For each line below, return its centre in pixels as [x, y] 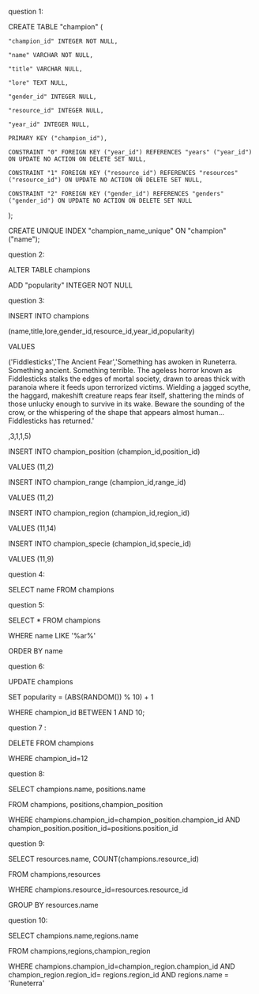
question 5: [26, 605]
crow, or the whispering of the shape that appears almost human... [116, 412]
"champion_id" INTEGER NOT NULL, [63, 41]
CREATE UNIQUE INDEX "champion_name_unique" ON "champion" [117, 230]
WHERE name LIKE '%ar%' [52, 636]
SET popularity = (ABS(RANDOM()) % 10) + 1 [81, 697]
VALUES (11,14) [32, 528]
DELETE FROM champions [51, 743]
